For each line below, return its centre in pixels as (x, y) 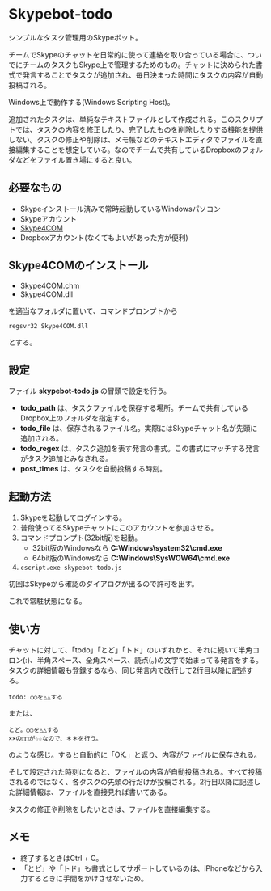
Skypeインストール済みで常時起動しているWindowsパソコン (120, 209)
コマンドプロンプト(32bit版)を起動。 (81, 538)
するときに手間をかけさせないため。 (87, 878)
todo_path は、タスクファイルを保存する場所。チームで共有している (134, 408)
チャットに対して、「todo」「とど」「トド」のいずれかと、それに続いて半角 (131, 650)
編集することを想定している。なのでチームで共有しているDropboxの (129, 150)
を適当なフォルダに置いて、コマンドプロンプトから (93, 310)
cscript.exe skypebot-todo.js (71, 568)
